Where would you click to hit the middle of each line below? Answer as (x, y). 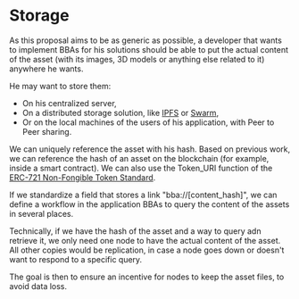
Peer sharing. (47, 131)
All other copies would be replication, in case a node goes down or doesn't (147, 250)
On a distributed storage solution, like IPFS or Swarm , (120, 112)
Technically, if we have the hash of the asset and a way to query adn (135, 231)
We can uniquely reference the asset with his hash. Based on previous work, (150, 149)
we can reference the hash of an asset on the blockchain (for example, (139, 158)
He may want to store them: (60, 86)
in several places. (42, 213)
